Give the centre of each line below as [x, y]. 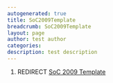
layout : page [26, 33]
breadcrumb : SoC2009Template [49, 26]
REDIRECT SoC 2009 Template [61, 72]
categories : [24, 46]
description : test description [52, 53]
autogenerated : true [37, 13]
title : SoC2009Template [42, 20]
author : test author [37, 39]
